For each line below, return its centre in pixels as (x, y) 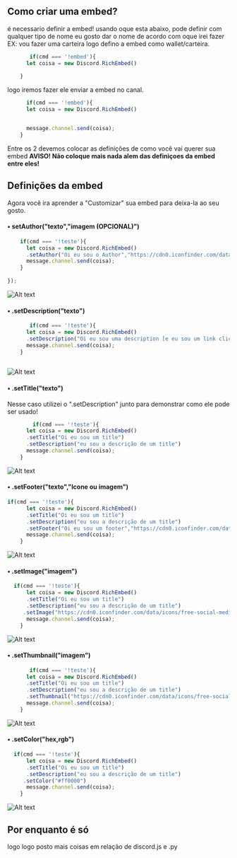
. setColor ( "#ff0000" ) (55, 781)
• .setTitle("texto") (35, 388)
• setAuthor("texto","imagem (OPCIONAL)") (73, 226)
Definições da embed (55, 186)
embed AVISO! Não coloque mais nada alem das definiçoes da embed (111, 156)
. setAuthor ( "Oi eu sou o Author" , (77, 255)
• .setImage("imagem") (42, 571)
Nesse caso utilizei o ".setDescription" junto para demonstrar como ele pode (119, 404)
